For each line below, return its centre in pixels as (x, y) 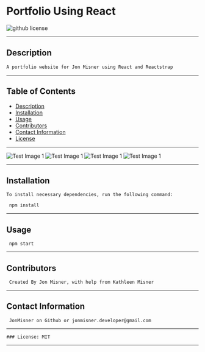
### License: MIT (28, 337)
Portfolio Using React (61, 11)
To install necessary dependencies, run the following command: (90, 195)
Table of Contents (41, 92)
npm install (24, 205)
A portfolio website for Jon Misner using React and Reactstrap (90, 67)
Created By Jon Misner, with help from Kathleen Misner (81, 282)
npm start (21, 244)
